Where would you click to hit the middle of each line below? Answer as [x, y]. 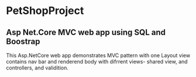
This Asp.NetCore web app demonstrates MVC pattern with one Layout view [98, 55]
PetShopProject [45, 11]
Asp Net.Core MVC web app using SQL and [86, 32]
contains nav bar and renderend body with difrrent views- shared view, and [97, 62]
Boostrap [23, 41]
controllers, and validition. [37, 68]
